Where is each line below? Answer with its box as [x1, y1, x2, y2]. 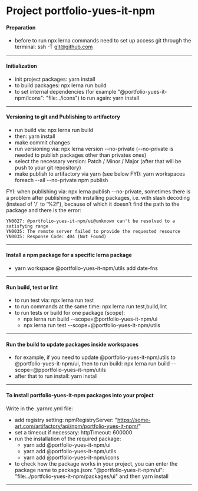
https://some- [117, 416, 151, 423]
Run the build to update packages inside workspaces [6, 341, 139, 348]
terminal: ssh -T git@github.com [14, 43, 93, 51]
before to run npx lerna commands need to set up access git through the [14, 37, 192, 44]
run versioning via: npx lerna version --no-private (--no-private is [14, 145, 174, 152]
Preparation [6, 24, 36, 31]
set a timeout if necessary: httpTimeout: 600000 [14, 429, 133, 436]
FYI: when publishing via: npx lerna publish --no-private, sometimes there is [6, 187, 191, 195]
